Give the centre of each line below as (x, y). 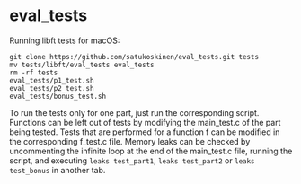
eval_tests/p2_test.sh (52, 88)
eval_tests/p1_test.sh (52, 80)
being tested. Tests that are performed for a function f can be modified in (145, 132)
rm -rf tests (34, 73)
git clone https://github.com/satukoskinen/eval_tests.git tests (134, 57)
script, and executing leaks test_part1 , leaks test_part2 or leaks (132, 160)
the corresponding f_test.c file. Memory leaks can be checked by (130, 141)
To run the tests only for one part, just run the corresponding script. (134, 112)
